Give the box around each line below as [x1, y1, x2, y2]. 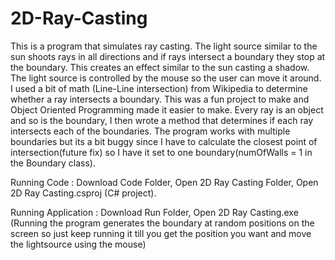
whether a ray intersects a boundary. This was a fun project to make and [10, 93, 310, 105]
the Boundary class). [10, 157, 96, 169]
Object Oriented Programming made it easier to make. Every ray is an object [10, 103, 324, 116]
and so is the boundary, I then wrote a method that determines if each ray [10, 114, 314, 126]
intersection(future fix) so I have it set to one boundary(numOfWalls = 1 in [10, 146, 313, 158]
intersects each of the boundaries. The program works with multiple [10, 125, 291, 137]
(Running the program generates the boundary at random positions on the [10, 217, 315, 229]
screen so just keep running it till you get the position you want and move [10, 227, 312, 239]
